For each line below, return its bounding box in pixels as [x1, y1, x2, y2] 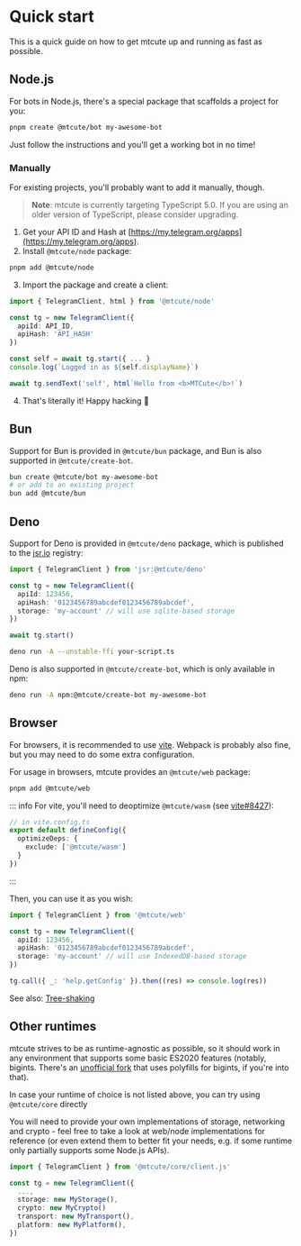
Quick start [9, 6, 94, 27]
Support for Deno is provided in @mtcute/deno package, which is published [9, 538, 284, 549]
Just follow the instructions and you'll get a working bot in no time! [9, 139, 256, 150]
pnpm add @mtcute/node [9, 263, 94, 272]
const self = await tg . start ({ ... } [9, 354, 151, 364]
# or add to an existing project [9, 480, 135, 490]
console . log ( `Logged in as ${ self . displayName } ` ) [9, 363, 199, 372]
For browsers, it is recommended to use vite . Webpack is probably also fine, [9, 739, 291, 750]
